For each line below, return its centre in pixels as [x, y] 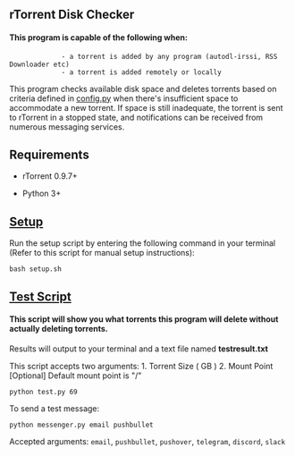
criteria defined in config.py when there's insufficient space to [124, 98]
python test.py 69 [43, 392]
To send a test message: [55, 408]
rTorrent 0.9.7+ [50, 176]
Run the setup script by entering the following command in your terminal [142, 243]
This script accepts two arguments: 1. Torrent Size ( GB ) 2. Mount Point [141, 366]
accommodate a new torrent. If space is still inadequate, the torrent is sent [146, 107]
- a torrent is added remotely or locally [141, 72]
